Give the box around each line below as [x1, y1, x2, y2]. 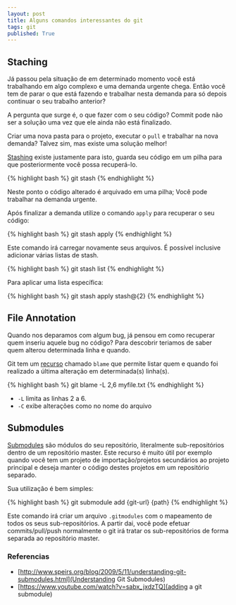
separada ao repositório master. [7, 534, 100, 542]
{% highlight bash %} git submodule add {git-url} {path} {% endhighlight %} [7, 497, 228, 507]
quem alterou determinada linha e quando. [7, 345, 131, 354]
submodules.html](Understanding [17, 575, 116, 583]
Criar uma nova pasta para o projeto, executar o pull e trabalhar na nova [7, 132, 218, 141]
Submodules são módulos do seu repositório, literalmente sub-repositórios [7, 440, 225, 449]
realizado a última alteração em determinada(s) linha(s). [7, 367, 170, 375]
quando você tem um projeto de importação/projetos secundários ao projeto [7, 455, 230, 464]
